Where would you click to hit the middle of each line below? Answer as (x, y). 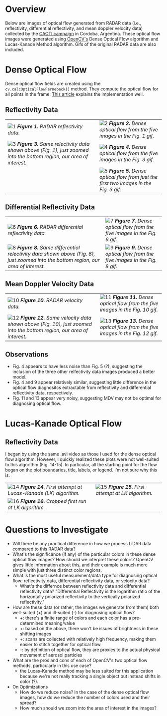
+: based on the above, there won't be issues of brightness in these (89, 629)
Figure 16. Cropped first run (53, 501)
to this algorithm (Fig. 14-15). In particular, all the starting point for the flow (81, 465)
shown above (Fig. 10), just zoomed (50, 324)
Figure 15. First (127, 487)
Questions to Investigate (57, 530)
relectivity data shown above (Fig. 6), (51, 254)
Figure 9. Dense (134, 247)
